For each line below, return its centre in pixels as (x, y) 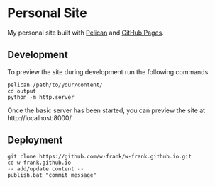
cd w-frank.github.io (39, 163)
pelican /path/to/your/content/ (55, 85)
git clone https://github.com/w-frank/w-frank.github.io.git (100, 156)
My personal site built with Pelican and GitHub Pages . (86, 33)
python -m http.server (41, 97)
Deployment (35, 140)
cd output (22, 91)
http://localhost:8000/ (40, 117)
